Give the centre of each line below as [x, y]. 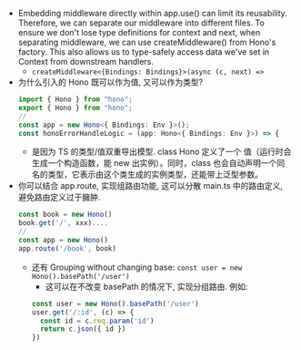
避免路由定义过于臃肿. [59, 197]
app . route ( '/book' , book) [67, 248]
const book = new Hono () [65, 215]
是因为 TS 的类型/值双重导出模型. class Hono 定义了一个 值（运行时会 [161, 152]
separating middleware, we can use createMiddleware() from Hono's [147, 42]
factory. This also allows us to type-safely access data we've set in [144, 52]
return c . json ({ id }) [83, 329]
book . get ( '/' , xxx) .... [63, 223]
